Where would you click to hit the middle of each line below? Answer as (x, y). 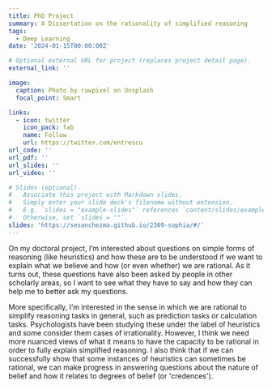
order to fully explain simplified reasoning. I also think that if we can (121, 350)
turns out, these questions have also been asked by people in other (121, 274)
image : (19, 83)
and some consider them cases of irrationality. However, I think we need (129, 332)
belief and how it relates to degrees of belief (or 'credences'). (111, 376)
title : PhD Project (41, 16)
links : (19, 113)
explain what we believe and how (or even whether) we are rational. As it (130, 265)
